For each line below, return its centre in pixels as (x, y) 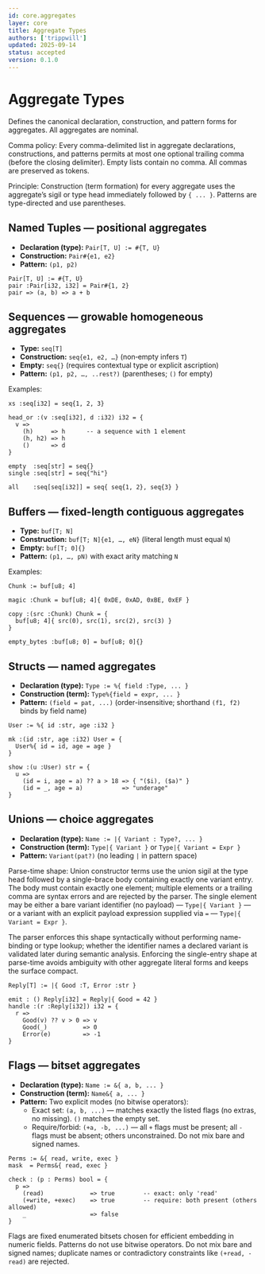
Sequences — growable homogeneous (106, 317)
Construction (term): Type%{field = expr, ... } (100, 694)
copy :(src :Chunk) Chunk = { (58, 614)
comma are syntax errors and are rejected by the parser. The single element (132, 896)
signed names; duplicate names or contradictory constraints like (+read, (127, 1253)
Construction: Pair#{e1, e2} (67, 255)
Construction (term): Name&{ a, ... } (82, 1093)
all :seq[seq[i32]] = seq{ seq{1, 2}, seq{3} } (94, 487)
